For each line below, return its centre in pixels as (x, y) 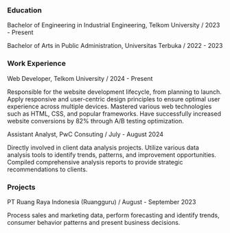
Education (25, 10)
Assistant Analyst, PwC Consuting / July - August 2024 (85, 134)
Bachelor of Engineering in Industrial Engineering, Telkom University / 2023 (114, 25)
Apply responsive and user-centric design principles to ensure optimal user (114, 99)
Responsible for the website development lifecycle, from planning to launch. (114, 92)
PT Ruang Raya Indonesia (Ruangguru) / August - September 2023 (102, 201)
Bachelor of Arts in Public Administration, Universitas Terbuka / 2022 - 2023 (115, 46)
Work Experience (37, 64)
